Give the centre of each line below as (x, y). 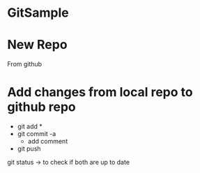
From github (25, 64)
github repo (41, 107)
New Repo (37, 45)
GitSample (38, 13)
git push (29, 149)
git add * (30, 126)
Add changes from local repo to (100, 92)
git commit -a (37, 134)
